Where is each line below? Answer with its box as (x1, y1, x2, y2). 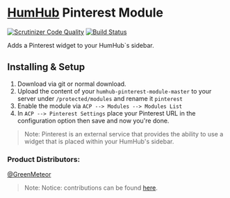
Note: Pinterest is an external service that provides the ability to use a (24, 129, 224, 138)
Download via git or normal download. (17, 80, 126, 88)
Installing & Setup (7, 61, 85, 73)
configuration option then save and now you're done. (17, 116, 170, 125)
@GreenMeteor (7, 170, 51, 179)
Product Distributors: (7, 154, 81, 164)
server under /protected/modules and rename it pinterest (17, 94, 183, 102)
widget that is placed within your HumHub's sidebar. (24, 137, 174, 145)
